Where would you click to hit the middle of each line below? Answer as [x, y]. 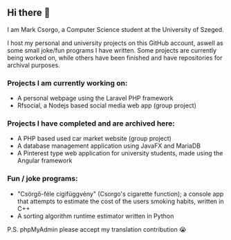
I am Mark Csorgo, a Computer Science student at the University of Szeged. [115, 29]
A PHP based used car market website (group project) [94, 139]
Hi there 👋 [29, 13]
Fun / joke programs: [43, 179]
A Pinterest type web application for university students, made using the [120, 153]
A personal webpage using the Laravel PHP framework [95, 98]
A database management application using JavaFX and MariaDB [109, 146]
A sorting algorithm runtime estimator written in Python [95, 216]
